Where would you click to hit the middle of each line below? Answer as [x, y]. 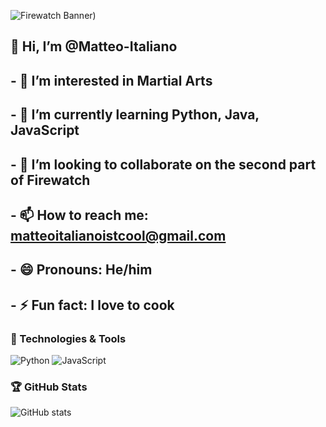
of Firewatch [50, 180]
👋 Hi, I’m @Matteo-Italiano [94, 46]
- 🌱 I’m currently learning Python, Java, [135, 115]
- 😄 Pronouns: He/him [81, 270]
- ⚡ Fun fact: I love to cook [92, 305]
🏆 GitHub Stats [49, 387]
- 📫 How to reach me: [79, 215]
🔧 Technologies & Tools [68, 338]
